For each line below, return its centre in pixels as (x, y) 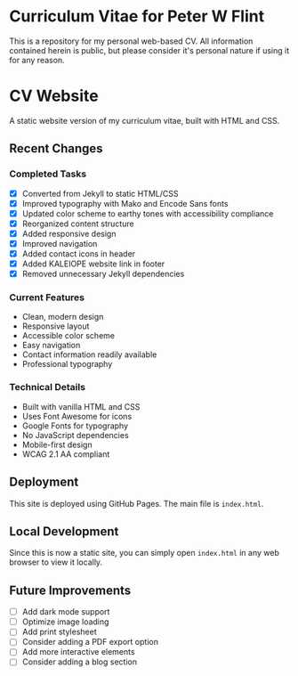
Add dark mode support (66, 612)
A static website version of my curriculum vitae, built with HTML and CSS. (145, 120)
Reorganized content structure (78, 224)
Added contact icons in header (79, 253)
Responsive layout (56, 326)
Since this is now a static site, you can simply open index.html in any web (145, 553)
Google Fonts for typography (75, 426)
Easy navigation (51, 346)
